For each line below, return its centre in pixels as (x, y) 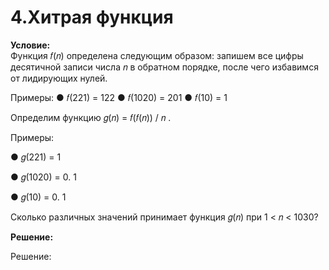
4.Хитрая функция (92, 17)
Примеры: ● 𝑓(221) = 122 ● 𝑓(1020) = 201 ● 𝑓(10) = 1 (119, 97)
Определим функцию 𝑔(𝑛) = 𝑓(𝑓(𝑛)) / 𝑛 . (91, 117)
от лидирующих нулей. (59, 78)
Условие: (30, 45)
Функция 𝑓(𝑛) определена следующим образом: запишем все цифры (157, 55)
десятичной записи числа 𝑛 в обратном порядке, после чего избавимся (164, 67)
